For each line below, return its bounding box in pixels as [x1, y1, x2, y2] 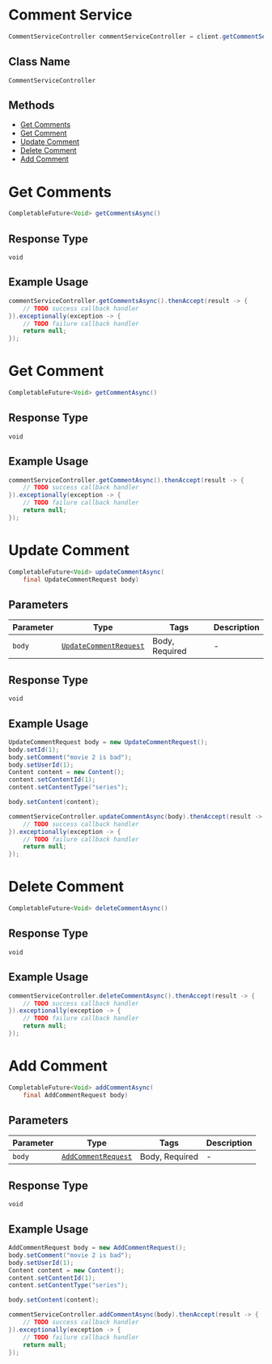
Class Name [8, 55, 70, 69]
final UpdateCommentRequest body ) [23, 575, 139, 584]
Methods [8, 99, 55, 113]
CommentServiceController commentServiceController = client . [8, 32, 223, 41]
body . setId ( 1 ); [8, 746, 60, 754]
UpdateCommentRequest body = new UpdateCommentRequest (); [8, 738, 208, 746]
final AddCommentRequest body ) [23, 1091, 129, 1099]
